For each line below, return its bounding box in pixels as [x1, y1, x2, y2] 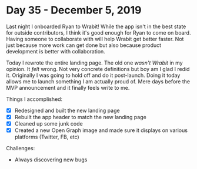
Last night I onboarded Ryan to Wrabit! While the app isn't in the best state [6, 23, 186, 30]
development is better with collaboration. [6, 48, 106, 55]
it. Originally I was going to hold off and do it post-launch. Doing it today [6, 72, 181, 79]
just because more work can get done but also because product [6, 42, 162, 49]
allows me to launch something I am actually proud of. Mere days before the [6, 77, 190, 85]
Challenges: [6, 145, 35, 152]
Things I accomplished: [6, 95, 63, 103]
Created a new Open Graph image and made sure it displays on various [14, 127, 188, 134]
